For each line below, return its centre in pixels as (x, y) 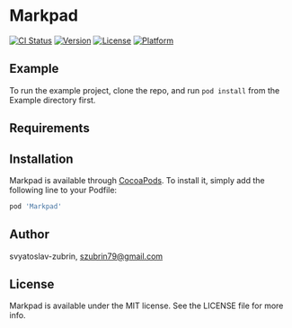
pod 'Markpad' (36, 206)
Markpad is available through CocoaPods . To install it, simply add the (137, 180)
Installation (41, 159)
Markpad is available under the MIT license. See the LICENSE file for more (146, 306)
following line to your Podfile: (63, 190)
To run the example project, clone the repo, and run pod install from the (145, 90)
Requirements (49, 128)
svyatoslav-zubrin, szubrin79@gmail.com (86, 256)
